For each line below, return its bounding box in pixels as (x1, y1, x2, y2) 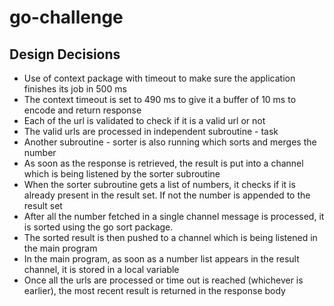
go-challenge (9, 6, 124, 29)
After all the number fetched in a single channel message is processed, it (23, 211, 325, 222)
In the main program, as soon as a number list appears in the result (23, 253, 300, 265)
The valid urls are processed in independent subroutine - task (23, 126, 279, 137)
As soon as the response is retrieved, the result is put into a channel (23, 157, 304, 169)
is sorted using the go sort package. (23, 221, 174, 233)
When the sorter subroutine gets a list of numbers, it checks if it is (23, 179, 296, 190)
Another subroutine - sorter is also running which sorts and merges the (23, 136, 317, 148)
